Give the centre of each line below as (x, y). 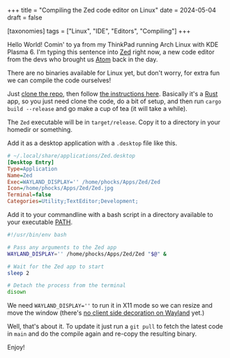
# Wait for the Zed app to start (56, 267)
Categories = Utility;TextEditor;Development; (73, 202)
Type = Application (32, 169)
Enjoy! (16, 348)
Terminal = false (29, 195)
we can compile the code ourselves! (59, 80)
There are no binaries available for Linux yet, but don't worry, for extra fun (114, 73)
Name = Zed (20, 175)
